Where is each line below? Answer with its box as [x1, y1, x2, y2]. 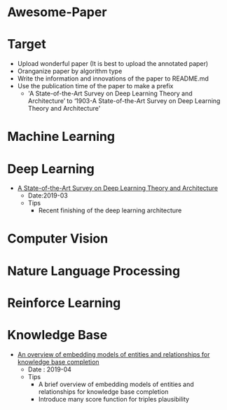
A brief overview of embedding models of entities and [38, 380, 194, 388]
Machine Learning [7, 129, 116, 144]
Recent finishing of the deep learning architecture [38, 206, 182, 214]
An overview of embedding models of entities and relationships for [17, 350, 210, 358]
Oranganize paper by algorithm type [17, 67, 123, 76]
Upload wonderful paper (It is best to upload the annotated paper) [17, 60, 209, 68]
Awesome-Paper [7, 4, 107, 20]
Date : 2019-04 [27, 365, 72, 374]
